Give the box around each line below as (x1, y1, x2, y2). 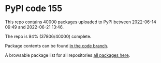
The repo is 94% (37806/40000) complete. (5, 33, 92, 39)
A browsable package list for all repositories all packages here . (5, 52, 131, 58)
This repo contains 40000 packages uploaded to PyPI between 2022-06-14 (5, 19, 156, 25)
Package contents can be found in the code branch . (5, 43, 109, 48)
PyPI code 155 (5, 3, 63, 14)
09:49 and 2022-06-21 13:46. (5, 24, 64, 30)
